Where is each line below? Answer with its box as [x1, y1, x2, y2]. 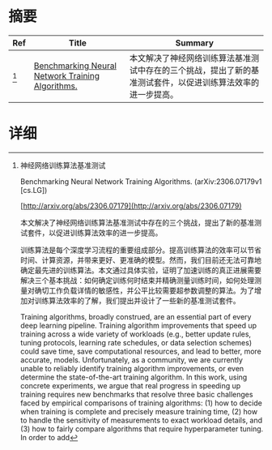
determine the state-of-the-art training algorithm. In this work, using [19, 372, 248, 382]
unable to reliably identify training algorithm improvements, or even [19, 363, 244, 373]
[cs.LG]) [19, 185, 48, 195]
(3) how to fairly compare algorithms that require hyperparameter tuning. [19, 423, 264, 434]
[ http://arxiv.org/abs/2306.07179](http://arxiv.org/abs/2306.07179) [19, 200, 242, 211]
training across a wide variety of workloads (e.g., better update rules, [19, 329, 252, 339]
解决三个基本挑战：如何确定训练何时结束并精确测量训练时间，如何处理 [19, 275, 255, 285]
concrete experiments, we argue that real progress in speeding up [19, 380, 241, 390]
